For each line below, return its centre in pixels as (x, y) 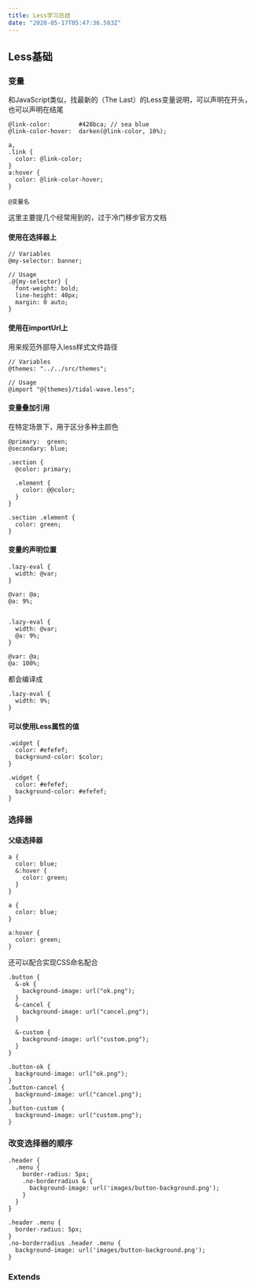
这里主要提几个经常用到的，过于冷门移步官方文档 (87, 218)
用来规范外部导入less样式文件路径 (63, 347)
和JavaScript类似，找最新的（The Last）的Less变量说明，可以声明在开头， (130, 100)
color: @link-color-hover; (59, 180)
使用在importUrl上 (38, 327)
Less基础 (30, 56)
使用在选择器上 (32, 236)
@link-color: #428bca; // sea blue (79, 125)
